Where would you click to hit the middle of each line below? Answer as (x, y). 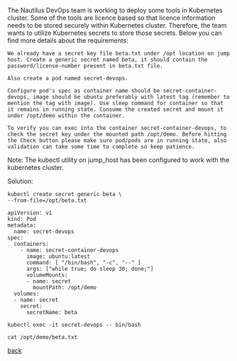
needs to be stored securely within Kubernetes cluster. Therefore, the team (117, 25)
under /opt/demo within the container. (66, 116)
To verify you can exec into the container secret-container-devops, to (117, 128)
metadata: (22, 225)
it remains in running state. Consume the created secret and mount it (115, 109)
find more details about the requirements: (68, 41)
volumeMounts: (47, 275)
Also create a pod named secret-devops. (68, 78)
